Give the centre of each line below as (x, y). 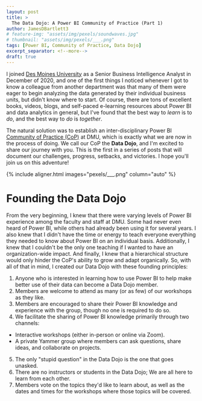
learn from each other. (43, 378)
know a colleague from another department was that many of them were (96, 87)
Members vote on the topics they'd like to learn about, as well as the (100, 385)
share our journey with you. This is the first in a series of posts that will (94, 150)
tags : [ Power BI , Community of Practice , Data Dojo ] (74, 46)
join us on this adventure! (38, 162)
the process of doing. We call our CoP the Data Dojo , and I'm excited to (95, 143)
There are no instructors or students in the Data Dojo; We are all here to (104, 372)
